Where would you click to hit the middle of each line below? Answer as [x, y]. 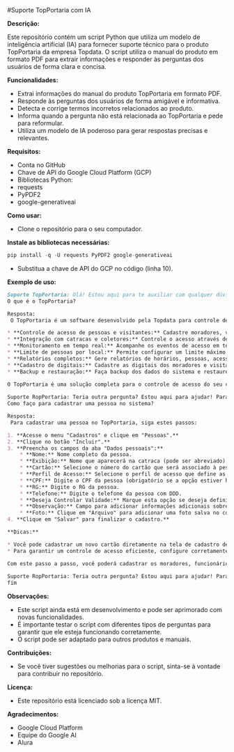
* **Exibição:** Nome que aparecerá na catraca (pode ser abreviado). [124, 461]
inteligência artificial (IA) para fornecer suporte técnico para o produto [108, 44]
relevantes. [33, 138]
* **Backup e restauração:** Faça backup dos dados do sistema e [104, 372]
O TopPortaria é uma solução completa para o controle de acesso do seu [115, 384]
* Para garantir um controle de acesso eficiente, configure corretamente [118, 551]
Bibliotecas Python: [45, 180]
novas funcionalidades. [51, 617]
